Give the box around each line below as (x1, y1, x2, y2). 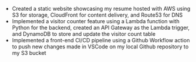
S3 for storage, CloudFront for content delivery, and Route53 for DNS (11, 11, 183, 18)
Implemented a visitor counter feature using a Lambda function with (11, 18, 180, 24)
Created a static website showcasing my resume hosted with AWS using (11, 5, 191, 12)
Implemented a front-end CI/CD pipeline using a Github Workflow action (11, 37, 190, 44)
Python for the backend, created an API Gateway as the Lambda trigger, (11, 24, 190, 31)
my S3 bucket (11, 49, 47, 56)
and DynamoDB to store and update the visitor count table (11, 30, 156, 38)
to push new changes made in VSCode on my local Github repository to (11, 43, 189, 50)
